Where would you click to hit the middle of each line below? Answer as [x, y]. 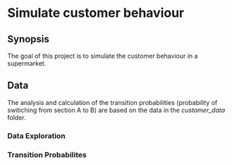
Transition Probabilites [47, 154]
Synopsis [28, 39]
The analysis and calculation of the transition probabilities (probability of [112, 102]
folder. [17, 117]
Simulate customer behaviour [96, 13]
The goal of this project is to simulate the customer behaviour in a [103, 56]
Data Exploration [36, 135]
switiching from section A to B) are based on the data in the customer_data [116, 110]
